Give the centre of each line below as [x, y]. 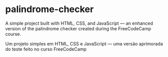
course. [13, 34]
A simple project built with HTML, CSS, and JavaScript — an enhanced [79, 23]
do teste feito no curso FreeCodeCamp [46, 49]
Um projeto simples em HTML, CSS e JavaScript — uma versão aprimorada [84, 43]
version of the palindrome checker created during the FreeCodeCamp [78, 28]
